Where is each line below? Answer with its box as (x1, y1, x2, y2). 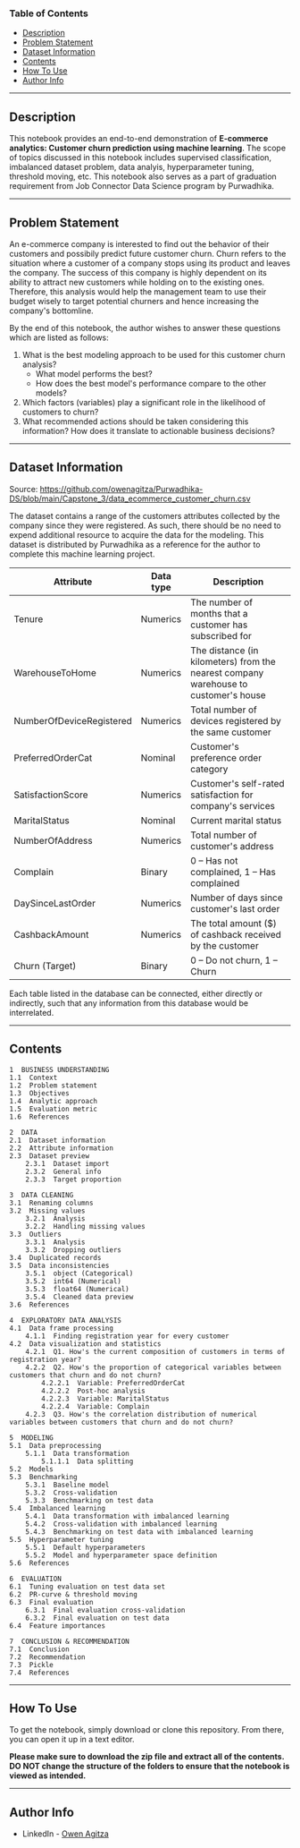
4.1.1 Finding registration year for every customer (25, 1332, 229, 1341)
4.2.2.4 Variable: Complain (41, 1401, 150, 1411)
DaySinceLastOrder (13, 897, 96, 909)
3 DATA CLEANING (9, 1190, 74, 1199)
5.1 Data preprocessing (9, 1441, 102, 1450)
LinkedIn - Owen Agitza (21, 1828, 109, 1839)
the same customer (190, 726, 271, 738)
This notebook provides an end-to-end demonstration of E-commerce (9, 133, 269, 144)
